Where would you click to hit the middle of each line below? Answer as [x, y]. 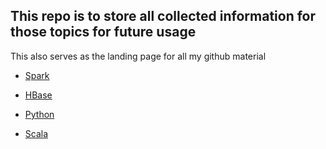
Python [39, 114]
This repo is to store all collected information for [163, 16]
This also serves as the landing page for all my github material [138, 56]
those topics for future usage [103, 32]
